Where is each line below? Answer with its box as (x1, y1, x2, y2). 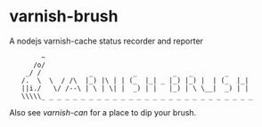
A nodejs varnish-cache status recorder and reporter (9, 36, 203, 46)
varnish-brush (9, 6, 119, 27)
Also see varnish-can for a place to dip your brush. (9, 107, 197, 117)
